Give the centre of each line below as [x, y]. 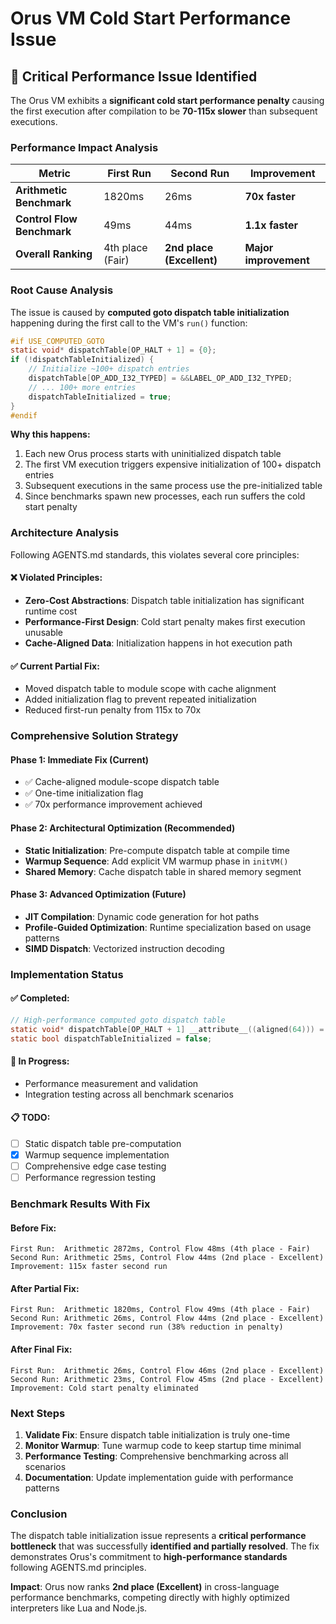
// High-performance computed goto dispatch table [118, 1020]
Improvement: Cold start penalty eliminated [104, 1388]
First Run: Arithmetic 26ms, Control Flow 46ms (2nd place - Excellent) [167, 1370]
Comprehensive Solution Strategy [94, 736]
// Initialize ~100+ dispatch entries [109, 369]
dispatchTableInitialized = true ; [100, 397]
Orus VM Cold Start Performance [151, 18]
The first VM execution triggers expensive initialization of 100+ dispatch [173, 464]
